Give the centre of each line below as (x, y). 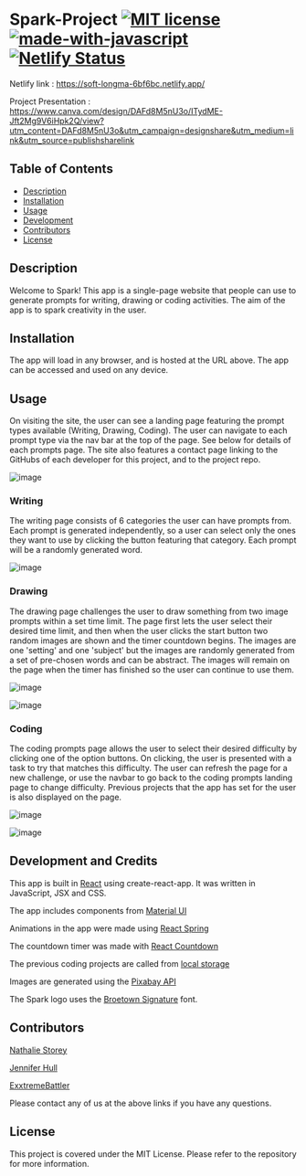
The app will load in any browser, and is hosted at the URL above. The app (149, 360)
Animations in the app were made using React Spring (109, 928)
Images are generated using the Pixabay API (93, 981)
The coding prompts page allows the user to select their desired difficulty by (153, 748)
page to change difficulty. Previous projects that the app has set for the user (153, 788)
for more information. (49, 1163)
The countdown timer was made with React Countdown (114, 946)
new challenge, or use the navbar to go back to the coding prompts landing (151, 778)
